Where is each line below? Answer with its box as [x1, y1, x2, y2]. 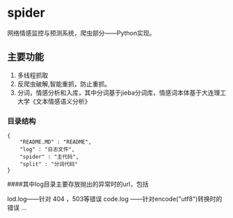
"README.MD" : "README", [19, 139, 92, 146]
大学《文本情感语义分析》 [17, 97, 91, 105]
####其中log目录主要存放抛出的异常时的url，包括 [7, 180, 149, 189]
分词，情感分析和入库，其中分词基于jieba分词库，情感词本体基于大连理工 [17, 88, 227, 97]
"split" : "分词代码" [19, 161, 79, 168]
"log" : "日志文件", [19, 146, 75, 153]
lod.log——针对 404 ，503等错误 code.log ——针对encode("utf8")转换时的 [7, 195, 223, 203]
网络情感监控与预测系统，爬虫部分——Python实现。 [7, 29, 156, 37]
